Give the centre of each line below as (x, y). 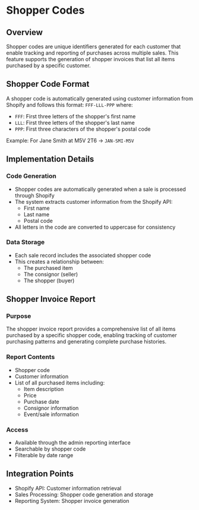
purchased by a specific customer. (48, 65)
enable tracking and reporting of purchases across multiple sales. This (92, 53)
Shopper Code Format (48, 84)
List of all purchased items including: (60, 382)
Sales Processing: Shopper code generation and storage (84, 495)
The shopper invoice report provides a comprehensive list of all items (91, 329)
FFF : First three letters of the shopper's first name (75, 116)
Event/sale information (51, 414)
